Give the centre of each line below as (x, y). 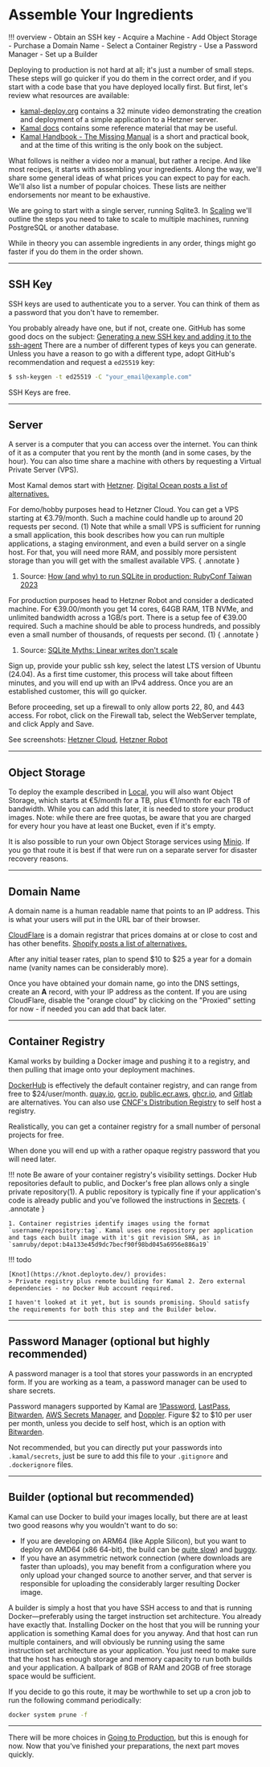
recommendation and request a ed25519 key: (82, 362)
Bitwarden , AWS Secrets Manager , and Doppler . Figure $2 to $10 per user (130, 1414)
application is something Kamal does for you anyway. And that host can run (133, 1633)
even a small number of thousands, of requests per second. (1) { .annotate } (134, 635)
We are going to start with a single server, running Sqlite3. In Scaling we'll (130, 210)
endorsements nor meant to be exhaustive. (80, 195)
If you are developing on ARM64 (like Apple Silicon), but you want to (133, 1540)
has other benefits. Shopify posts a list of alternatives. (98, 944)
